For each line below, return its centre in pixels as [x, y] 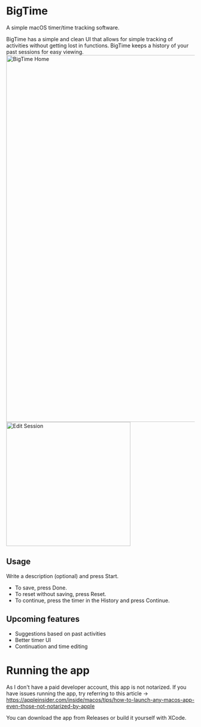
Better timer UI [33, 640]
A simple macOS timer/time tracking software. [63, 28]
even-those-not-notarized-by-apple [51, 706]
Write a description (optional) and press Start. [63, 576]
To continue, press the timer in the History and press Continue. [92, 600]
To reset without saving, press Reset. [60, 594]
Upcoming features [43, 619]
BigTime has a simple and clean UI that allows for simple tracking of [90, 39]
